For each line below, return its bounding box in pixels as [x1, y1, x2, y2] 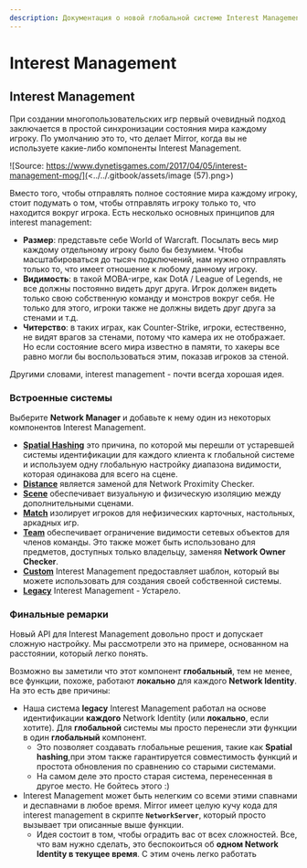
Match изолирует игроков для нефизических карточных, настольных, [22, 507, 295, 518]
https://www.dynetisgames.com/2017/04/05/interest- [45, 160, 248, 171]
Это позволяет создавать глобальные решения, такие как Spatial [36, 742, 292, 753]
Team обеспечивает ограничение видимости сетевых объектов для [22, 526, 290, 537]
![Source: [9, 160, 45, 171]
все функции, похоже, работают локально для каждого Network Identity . [9, 675, 297, 686]
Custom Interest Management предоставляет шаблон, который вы [22, 566, 280, 577]
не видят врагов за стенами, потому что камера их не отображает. [22, 331, 286, 343]
